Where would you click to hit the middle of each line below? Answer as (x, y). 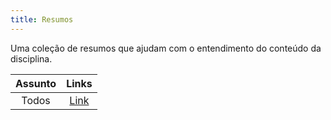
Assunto (36, 83)
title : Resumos (42, 19)
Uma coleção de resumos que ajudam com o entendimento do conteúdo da (166, 48)
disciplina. (31, 58)
